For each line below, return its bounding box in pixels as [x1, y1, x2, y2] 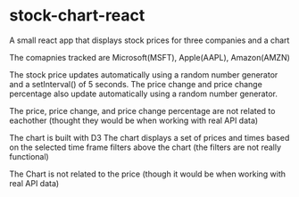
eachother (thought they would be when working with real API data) [9, 115, 259, 126]
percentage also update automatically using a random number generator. [9, 88, 278, 99]
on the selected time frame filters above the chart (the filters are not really [9, 142, 282, 152]
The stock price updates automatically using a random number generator [9, 69, 278, 80]
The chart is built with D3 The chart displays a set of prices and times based [9, 132, 290, 143]
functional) [9, 151, 49, 161]
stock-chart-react [9, 5, 145, 26]
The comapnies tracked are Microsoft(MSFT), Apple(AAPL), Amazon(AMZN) [9, 52, 290, 62]
